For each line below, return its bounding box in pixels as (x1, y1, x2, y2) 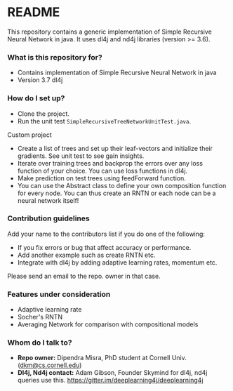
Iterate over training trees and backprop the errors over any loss (17, 159, 204, 167)
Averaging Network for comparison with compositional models (17, 320, 199, 329)
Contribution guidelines (7, 213, 90, 223)
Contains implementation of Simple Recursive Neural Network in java (17, 68, 217, 77)
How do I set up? (7, 93, 65, 103)
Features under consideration (7, 289, 111, 299)
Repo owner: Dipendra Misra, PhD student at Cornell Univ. (17, 354, 187, 362)
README (7, 4, 60, 20)
